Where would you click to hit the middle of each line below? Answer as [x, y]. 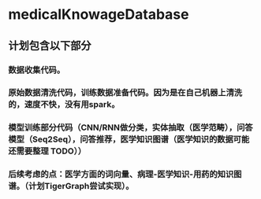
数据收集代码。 [37, 70]
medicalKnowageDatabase [99, 15]
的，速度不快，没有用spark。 [64, 105]
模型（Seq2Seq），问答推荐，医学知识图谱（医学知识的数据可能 [129, 139]
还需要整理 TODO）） [47, 151]
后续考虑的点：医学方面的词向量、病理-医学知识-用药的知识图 [125, 175]
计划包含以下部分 [50, 45]
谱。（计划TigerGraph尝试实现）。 [71, 186]
